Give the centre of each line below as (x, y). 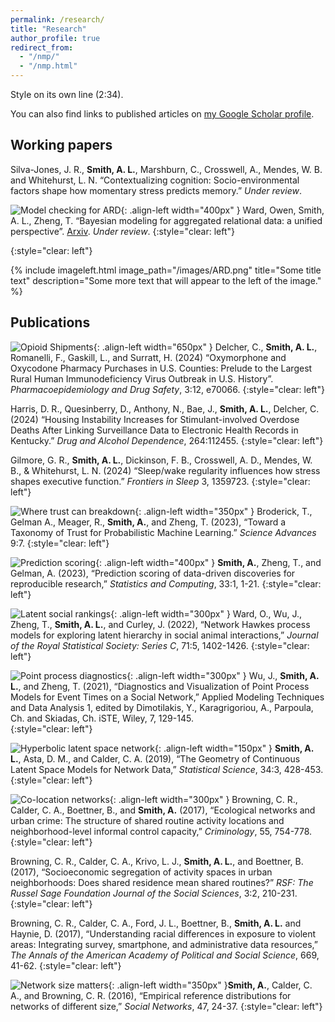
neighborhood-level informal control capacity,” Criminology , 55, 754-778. (161, 831)
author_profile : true (55, 38)
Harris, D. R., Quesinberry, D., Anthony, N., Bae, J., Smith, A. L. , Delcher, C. (165, 408)
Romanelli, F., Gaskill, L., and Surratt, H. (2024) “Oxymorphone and (148, 357)
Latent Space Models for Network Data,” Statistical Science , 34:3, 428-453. (167, 769)
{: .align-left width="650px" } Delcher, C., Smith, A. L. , (205, 347)
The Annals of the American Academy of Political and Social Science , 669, (165, 955)
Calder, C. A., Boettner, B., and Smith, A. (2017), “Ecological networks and (163, 810)
